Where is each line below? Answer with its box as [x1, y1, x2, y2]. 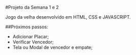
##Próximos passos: [5, 24, 48, 30]
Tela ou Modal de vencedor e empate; [12, 44, 93, 50]
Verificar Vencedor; [12, 39, 54, 45]
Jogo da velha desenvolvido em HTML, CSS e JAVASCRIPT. [5, 14, 131, 20]
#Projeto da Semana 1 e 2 [5, 5, 59, 10]
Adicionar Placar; [12, 34, 49, 39]
